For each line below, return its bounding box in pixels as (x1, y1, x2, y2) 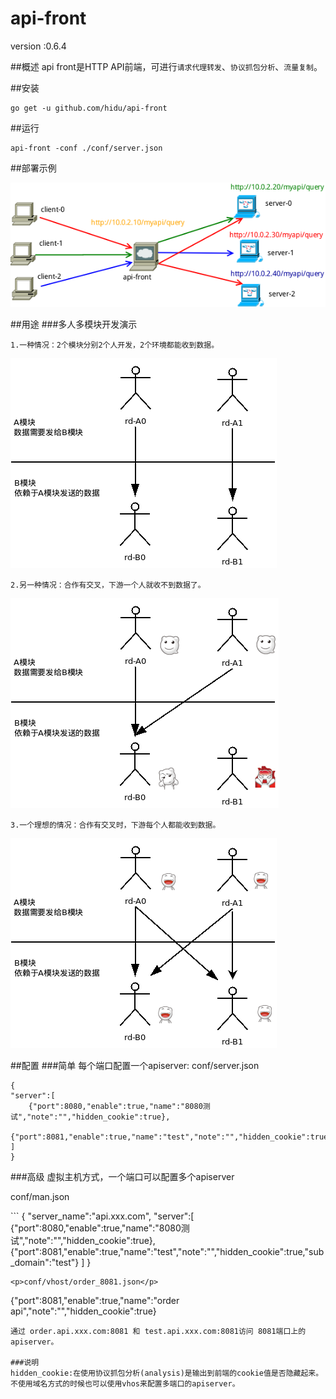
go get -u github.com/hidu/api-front (10, 103, 168, 113)
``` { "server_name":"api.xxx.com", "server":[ (10, 1210, 195, 1222)
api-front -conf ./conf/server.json (10, 143, 163, 153)
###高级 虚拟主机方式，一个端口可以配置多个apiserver (10, 1170, 235, 1182)
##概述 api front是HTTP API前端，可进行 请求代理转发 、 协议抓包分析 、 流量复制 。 (10, 60, 323, 72)
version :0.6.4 (10, 40, 67, 52)
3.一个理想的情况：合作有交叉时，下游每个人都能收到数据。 (10, 820, 221, 830)
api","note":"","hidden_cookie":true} (10, 1305, 157, 1317)
